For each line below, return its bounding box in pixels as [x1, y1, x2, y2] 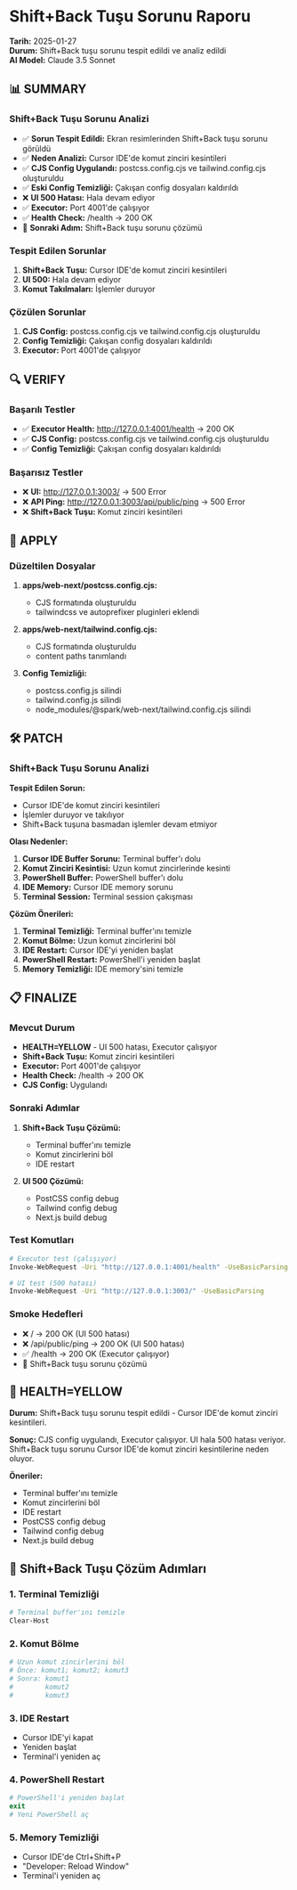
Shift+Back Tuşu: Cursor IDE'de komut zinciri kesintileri [21, 265, 228, 275]
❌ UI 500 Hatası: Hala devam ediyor [21, 192, 156, 202]
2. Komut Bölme [9, 1637, 80, 1649]
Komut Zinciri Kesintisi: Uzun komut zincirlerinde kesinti [21, 863, 231, 873]
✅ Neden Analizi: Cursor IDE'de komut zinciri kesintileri [21, 152, 227, 163]
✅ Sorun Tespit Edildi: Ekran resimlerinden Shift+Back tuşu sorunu [21, 133, 269, 143]
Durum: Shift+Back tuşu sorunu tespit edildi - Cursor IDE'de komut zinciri [9, 1408, 278, 1419]
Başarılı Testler [9, 403, 76, 415]
